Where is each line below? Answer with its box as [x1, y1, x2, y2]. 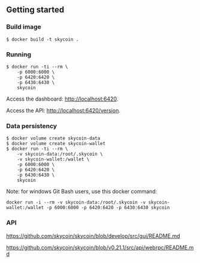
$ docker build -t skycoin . [6, 36, 79, 43]
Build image [6, 23, 42, 31]
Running [6, 50, 32, 59]
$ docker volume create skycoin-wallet [6, 141, 106, 147]
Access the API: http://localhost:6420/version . [6, 107, 121, 114]
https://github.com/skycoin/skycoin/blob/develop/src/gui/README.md [6, 232, 180, 239]
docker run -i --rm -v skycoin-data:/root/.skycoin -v [6, 199, 146, 205]
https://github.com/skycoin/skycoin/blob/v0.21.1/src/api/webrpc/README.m [6, 244, 194, 251]
